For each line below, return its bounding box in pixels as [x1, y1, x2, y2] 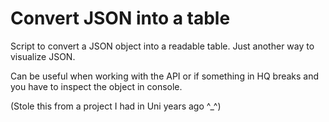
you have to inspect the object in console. [10, 80, 183, 92]
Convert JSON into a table [10, 7, 231, 30]
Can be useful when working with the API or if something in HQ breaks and [10, 70, 320, 82]
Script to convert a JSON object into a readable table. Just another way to [10, 40, 315, 52]
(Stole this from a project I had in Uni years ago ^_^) [10, 100, 222, 112]
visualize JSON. [10, 50, 76, 62]
